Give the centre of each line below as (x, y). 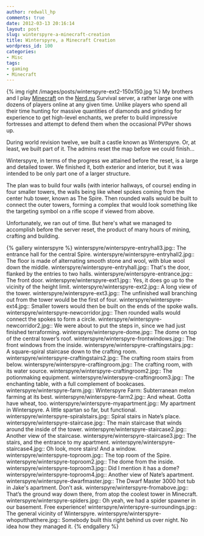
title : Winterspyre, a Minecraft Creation (61, 40)
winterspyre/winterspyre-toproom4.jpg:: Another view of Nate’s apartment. (100, 475)
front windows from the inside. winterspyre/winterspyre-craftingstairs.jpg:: (100, 345)
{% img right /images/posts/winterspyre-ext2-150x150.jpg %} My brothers (100, 91)
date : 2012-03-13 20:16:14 (40, 23)
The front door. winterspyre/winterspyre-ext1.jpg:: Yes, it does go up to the (100, 281)
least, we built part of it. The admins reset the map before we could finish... (100, 149)
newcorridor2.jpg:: (30, 326)
